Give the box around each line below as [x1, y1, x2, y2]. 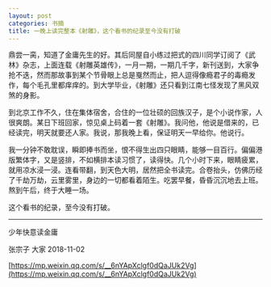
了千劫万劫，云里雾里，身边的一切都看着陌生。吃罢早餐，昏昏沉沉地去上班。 [8, 175, 263, 185]
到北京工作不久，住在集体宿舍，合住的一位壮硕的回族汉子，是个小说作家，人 [8, 108, 263, 117]
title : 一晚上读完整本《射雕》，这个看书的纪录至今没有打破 [8, 27, 181, 35]
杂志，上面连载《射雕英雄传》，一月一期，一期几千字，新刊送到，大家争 [22, 60, 260, 70]
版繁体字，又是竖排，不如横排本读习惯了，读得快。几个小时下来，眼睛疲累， [8, 155, 263, 165]
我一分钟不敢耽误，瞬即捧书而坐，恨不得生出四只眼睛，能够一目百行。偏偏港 [8, 145, 263, 154]
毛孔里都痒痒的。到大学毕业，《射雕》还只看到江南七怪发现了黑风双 [35, 80, 260, 90]
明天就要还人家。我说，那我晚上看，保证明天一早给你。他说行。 [35, 128, 248, 137]
